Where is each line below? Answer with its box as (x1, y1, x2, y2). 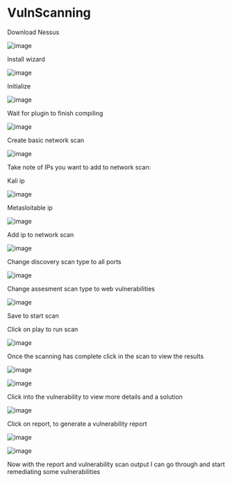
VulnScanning (7, 5, 92, 21)
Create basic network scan (7, 136, 85, 144)
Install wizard (7, 54, 45, 63)
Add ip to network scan (7, 230, 74, 238)
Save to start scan (7, 312, 59, 320)
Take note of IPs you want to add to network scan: (7, 162, 151, 171)
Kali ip (7, 176, 25, 185)
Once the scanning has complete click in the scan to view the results (7, 352, 204, 360)
